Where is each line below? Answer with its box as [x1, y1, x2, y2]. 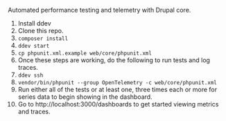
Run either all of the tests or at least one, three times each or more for [17, 86, 218, 93]
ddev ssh [17, 72, 44, 79]
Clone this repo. [17, 27, 64, 35]
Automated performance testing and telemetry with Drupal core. [8, 6, 191, 14]
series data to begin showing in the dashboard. [17, 93, 153, 101]
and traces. [17, 107, 51, 115]
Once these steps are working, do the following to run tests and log [17, 56, 211, 64]
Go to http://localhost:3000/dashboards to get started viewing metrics [17, 100, 219, 108]
